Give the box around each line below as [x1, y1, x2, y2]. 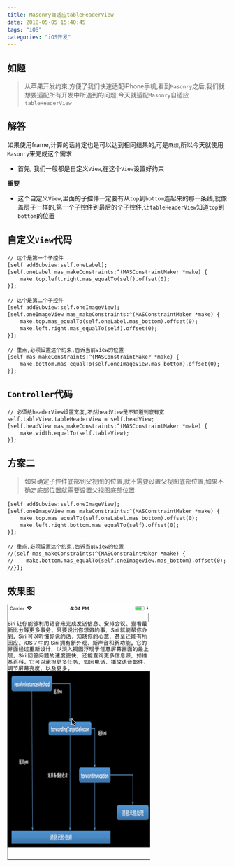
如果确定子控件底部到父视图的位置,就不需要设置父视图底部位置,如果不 [24, 477, 224, 486]
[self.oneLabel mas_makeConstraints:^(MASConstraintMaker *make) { [7, 268, 208, 275]
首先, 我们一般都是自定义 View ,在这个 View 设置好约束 [17, 164, 165, 172]
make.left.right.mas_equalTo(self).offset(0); [20, 325, 158, 332]
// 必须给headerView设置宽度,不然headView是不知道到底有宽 [7, 409, 165, 416]
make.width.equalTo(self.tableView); [20, 430, 130, 437]
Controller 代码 [7, 388, 73, 400]
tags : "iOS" [7, 26, 42, 33]
